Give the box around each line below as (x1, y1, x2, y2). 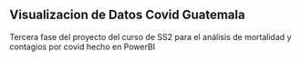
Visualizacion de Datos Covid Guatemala (9, 7, 245, 23)
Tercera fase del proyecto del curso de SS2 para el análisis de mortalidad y (9, 31, 292, 42)
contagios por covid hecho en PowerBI (9, 41, 156, 52)
